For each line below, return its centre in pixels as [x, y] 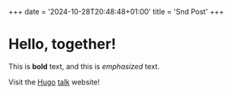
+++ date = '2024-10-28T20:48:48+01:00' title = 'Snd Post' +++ [116, 12]
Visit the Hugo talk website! [54, 82]
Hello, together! [62, 44]
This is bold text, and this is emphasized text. [84, 66]
